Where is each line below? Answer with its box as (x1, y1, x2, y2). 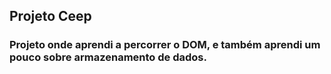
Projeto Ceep (9, 8, 92, 25)
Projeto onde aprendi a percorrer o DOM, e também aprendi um (9, 38, 321, 52)
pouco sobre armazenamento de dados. (9, 50, 207, 64)
